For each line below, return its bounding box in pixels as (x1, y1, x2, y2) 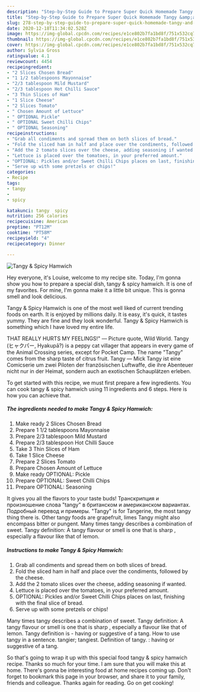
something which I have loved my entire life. (7, 323, 115, 330)
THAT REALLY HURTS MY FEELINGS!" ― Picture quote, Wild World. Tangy (7, 334, 189, 342)
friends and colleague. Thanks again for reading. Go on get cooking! (7, 680, 174, 687)
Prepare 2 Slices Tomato (15, 458, 76, 465)
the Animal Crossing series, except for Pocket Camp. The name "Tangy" (7, 349, 183, 356)
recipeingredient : (7, 64, 52, 70)
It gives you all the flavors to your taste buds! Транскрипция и (7, 495, 159, 502)
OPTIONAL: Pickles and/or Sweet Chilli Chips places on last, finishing (15, 593, 185, 600)
